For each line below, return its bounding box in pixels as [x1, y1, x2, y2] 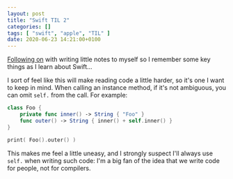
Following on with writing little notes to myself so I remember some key [7, 55, 211, 63]
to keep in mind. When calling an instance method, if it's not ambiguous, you [7, 84, 227, 92]
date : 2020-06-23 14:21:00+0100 [7, 36, 101, 43]
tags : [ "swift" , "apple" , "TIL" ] [7, 29, 111, 37]
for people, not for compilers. [7, 164, 92, 172]
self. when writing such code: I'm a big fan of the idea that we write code [7, 156, 220, 164]
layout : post [7, 10, 45, 17]
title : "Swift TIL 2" [7, 17, 70, 24]
